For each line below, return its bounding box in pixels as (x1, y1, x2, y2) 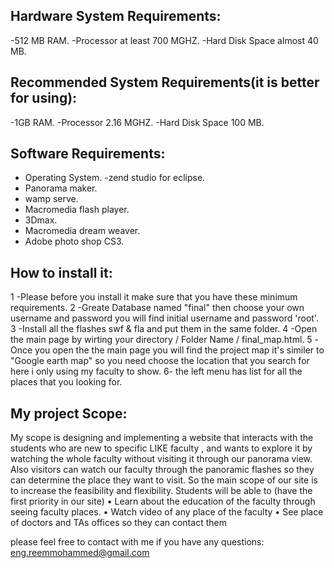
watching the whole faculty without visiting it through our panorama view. (10, 453, 313, 465)
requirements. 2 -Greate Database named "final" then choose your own (10, 302, 305, 314)
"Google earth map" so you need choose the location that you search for (10, 355, 310, 367)
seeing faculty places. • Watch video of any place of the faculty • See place (10, 506, 324, 518)
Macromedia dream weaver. (24, 225, 141, 237)
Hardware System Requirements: (10, 8, 222, 25)
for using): (10, 90, 78, 107)
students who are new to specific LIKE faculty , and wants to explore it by (10, 442, 313, 454)
